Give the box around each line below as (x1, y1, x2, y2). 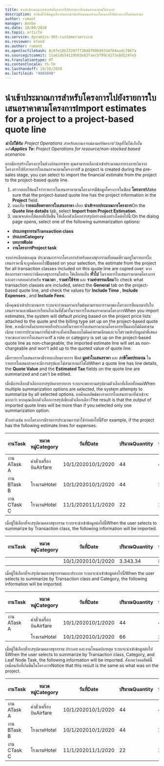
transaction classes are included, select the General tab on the (5, 282, 132, 288)
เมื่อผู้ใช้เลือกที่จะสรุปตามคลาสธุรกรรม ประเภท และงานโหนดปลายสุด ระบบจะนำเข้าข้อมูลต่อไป (5, 646, 153, 652)
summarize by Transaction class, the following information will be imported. (5, 525, 157, 531)
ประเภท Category (12, 233, 44, 239)
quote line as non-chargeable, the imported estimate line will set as (5, 340, 140, 346)
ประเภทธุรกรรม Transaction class (12, 228, 74, 234)
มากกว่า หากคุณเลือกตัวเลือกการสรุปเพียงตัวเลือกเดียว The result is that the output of (5, 397, 152, 403)
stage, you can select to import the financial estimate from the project (17, 172, 157, 178)
